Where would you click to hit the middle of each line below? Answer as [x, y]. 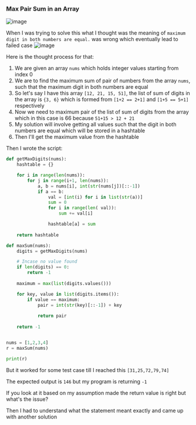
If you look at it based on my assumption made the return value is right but [96, 393]
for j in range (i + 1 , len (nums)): [68, 180]
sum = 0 [57, 203]
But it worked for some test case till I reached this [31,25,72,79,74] [88, 370]
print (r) [17, 359]
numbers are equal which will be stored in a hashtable [80, 130]
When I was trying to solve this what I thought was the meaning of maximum [96, 33]
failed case [19, 45]
